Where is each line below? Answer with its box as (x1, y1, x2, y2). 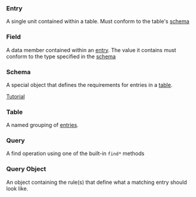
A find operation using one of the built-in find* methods (6, 150, 145, 157)
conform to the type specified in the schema (6, 53, 116, 60)
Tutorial (6, 93, 25, 100)
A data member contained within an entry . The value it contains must (6, 46, 177, 53)
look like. (6, 184, 29, 192)
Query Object (6, 165, 46, 173)
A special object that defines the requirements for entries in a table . (6, 81, 173, 88)
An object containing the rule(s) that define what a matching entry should (6, 178, 187, 186)
